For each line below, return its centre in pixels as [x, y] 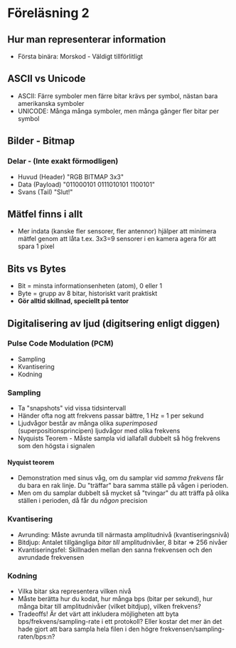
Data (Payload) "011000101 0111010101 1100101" [86, 184]
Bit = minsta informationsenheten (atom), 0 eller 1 [90, 286]
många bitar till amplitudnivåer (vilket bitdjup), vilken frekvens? [109, 606]
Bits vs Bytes [37, 269]
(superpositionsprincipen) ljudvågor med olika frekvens [99, 431]
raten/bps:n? [36, 636]
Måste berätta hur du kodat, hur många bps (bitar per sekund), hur [115, 598]
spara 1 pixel [36, 246]
